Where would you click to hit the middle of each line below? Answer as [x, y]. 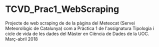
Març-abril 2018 [22, 39]
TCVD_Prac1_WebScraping [62, 9]
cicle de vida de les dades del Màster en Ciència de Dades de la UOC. [77, 33]
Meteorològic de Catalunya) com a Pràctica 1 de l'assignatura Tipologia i [79, 28]
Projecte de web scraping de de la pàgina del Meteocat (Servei [70, 23]
